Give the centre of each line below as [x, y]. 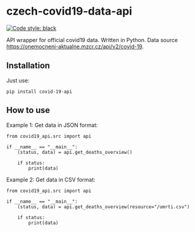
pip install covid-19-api [39, 92]
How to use [28, 110]
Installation [28, 66]
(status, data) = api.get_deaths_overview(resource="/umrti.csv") [104, 207]
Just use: [18, 80]
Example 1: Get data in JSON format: [52, 125]
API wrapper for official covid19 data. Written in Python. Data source [92, 40]
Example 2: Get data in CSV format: [51, 179]
